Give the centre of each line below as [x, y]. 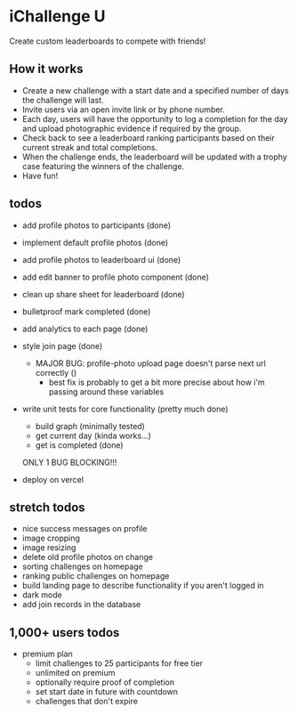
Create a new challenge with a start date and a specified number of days [155, 90]
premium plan [47, 654]
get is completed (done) [79, 445]
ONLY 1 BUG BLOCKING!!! [69, 462]
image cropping [51, 538]
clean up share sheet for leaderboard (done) [103, 294]
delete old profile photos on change [88, 557]
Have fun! [40, 175]
